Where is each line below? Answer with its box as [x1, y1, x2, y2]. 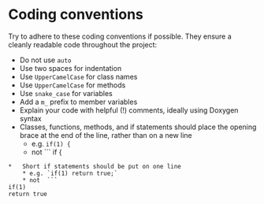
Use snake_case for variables [19, 88, 113, 98]
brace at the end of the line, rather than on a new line [19, 130, 193, 139]
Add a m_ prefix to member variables [19, 97, 138, 106]
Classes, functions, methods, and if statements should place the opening [19, 122, 257, 132]
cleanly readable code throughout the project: [8, 39, 158, 49]
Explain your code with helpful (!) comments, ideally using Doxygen [19, 105, 239, 115]
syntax [19, 113, 42, 123]
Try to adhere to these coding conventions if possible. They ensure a [8, 32, 232, 41]
